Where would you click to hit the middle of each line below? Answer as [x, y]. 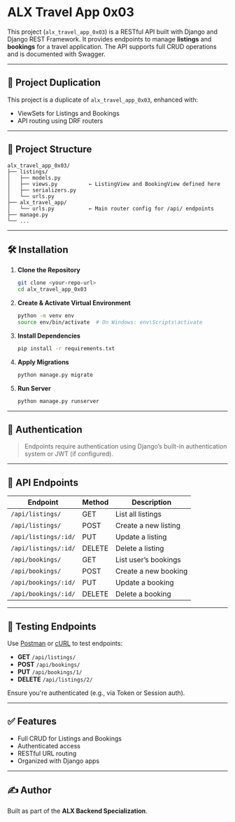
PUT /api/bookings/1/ [50, 672]
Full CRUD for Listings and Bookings [70, 738]
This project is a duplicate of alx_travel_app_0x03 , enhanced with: [103, 100]
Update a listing [141, 537]
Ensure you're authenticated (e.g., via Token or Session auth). [96, 693]
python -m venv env [46, 316]
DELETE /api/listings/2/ [55, 679]
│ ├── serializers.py [42, 190]
